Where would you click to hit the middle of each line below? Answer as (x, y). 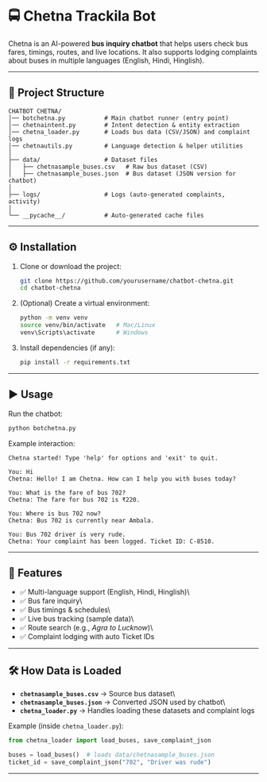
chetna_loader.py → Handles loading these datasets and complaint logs (137, 711)
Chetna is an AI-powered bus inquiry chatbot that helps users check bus (128, 43)
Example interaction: (42, 443)
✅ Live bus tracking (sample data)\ (77, 619)
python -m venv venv (54, 318)
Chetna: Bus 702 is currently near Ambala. (81, 520)
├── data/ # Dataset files (83, 160)
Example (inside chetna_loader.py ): (66, 726)
